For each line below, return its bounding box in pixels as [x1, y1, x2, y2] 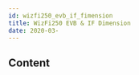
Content [8, 56, 51, 69]
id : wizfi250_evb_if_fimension [8, 11, 113, 20]
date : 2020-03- [8, 26, 59, 34]
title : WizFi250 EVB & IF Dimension [8, 19, 131, 27]
